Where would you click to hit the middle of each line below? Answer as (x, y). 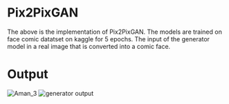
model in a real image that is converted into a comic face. (89, 46)
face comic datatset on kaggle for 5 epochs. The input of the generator (108, 39)
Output (28, 74)
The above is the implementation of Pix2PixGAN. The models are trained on (115, 32)
